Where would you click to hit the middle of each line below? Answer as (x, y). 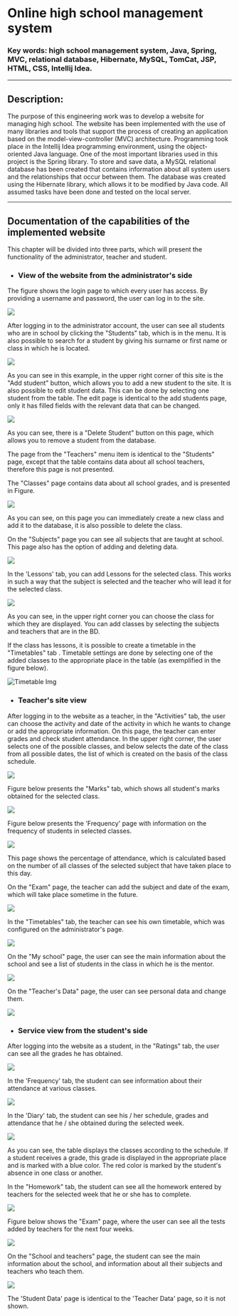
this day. (20, 873)
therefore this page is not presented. (61, 470)
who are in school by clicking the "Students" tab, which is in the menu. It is (117, 333)
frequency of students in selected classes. (70, 831)
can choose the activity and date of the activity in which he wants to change (119, 723)
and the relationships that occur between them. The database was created (117, 177)
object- (197, 147)
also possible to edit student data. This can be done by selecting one (108, 390)
